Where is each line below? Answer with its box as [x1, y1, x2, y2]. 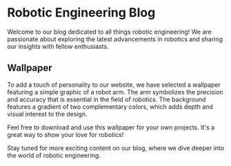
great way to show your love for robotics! [7, 130, 124, 138]
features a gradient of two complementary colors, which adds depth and [7, 102, 214, 111]
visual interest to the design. [7, 110, 88, 118]
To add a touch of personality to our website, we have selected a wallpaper [7, 81, 221, 89]
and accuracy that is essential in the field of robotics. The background [7, 95, 206, 103]
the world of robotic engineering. [7, 151, 101, 159]
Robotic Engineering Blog [7, 5, 156, 21]
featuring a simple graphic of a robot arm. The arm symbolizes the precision [7, 87, 223, 96]
